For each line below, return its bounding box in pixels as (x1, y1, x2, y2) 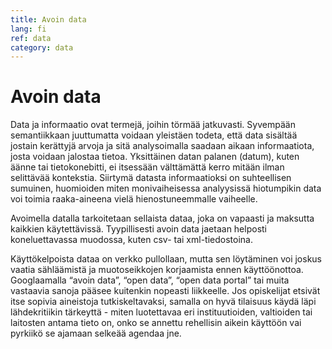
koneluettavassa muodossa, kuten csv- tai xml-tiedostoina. (10, 234, 253, 246)
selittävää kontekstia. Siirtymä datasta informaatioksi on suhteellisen (10, 172, 292, 184)
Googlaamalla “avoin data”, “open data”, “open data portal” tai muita (10, 274, 290, 286)
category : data (10, 42, 74, 53)
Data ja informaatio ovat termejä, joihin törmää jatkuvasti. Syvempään (10, 119, 296, 131)
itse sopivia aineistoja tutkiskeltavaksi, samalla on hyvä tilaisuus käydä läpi (10, 296, 317, 308)
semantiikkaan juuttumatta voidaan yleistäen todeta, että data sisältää (10, 129, 298, 141)
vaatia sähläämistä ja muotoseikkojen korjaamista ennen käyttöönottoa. (10, 264, 304, 276)
